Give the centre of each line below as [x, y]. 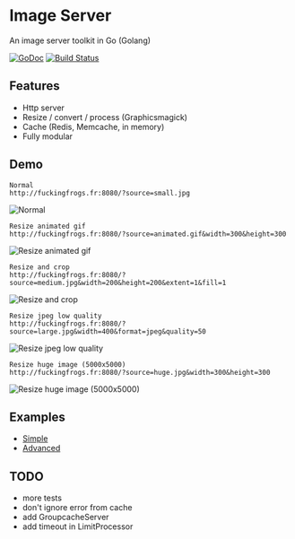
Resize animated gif [48, 226]
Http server [43, 108]
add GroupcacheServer [65, 517]
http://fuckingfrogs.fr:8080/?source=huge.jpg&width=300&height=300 [140, 372]
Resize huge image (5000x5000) [68, 364]
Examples [37, 417]
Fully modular [48, 136]
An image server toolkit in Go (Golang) [80, 40]
